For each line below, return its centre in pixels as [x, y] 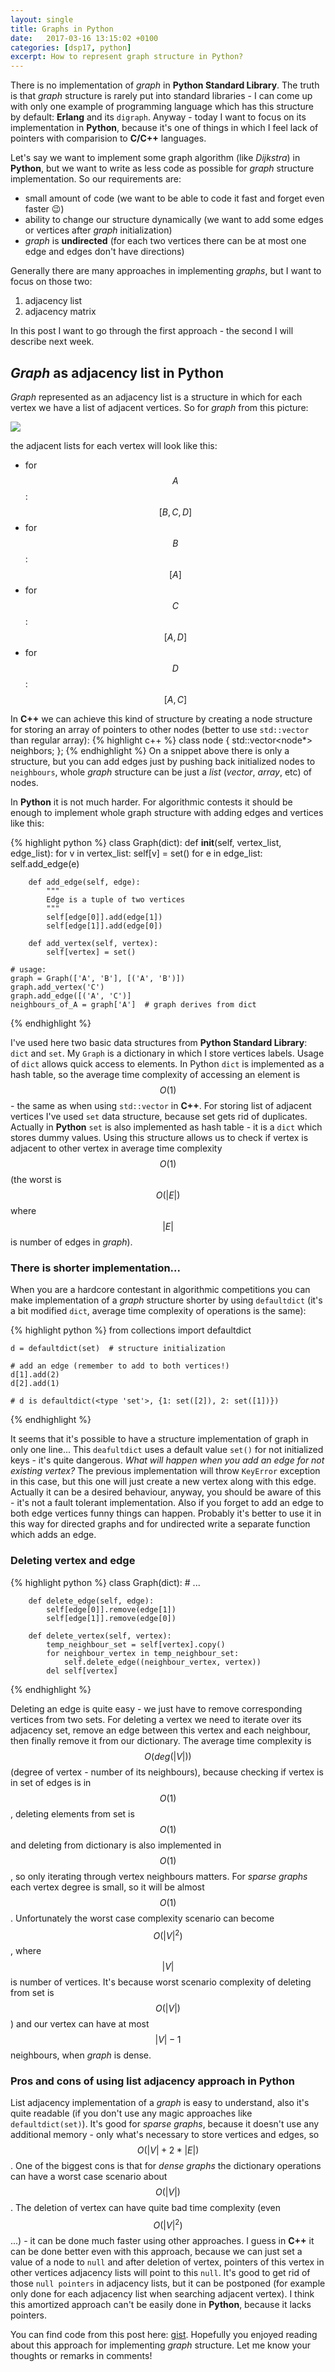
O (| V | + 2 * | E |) [168, 2150]
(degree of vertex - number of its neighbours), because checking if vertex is [167, 1772]
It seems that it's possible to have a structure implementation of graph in [159, 1439]
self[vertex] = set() [91, 952]
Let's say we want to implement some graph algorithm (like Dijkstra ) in [155, 158]
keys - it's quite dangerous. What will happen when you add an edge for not [167, 1460]
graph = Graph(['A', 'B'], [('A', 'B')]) [98, 978]
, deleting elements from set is [72, 1813]
